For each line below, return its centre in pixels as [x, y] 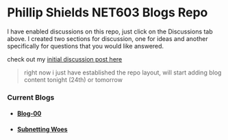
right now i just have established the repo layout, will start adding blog [123, 72]
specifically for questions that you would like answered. [86, 46]
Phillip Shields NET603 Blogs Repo [107, 13]
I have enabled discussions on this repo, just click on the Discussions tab [110, 31]
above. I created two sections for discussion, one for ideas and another [107, 38]
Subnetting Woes [42, 129]
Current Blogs [31, 97]
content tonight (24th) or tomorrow [73, 79]
